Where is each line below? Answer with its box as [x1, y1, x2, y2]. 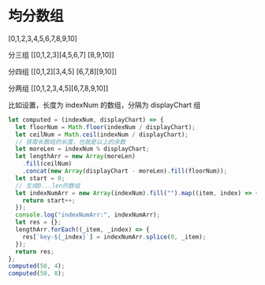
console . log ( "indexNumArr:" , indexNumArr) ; [15, 211, 160, 219]
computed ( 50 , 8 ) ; [8, 269, 65, 278]
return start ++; [22, 196, 77, 205]
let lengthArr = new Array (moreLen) [15, 153, 136, 161]
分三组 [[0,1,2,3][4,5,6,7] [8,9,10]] [8, 50, 114, 59]
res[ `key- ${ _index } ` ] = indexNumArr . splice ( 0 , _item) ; [22, 233, 207, 241]
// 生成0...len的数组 [15, 182, 80, 190]
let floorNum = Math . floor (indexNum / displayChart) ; [15, 123, 196, 131]
